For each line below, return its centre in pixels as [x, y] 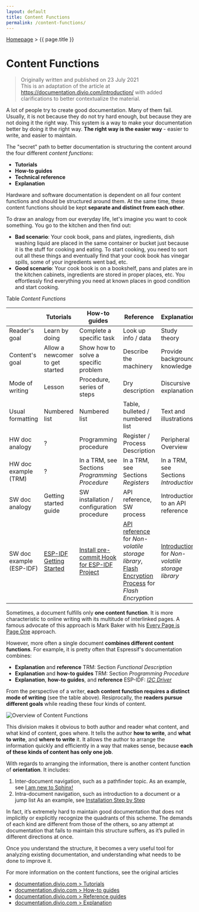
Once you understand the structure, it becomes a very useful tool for [90, 849]
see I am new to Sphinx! [44, 788]
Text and [173, 411]
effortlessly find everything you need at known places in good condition [102, 281]
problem [91, 370]
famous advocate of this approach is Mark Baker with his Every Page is [93, 625]
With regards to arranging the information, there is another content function [98, 764]
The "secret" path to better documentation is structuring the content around [99, 147]
